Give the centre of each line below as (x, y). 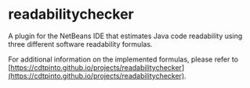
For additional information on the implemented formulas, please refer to (123, 59)
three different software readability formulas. (80, 44)
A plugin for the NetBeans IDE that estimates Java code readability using (125, 36)
